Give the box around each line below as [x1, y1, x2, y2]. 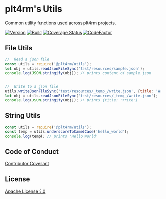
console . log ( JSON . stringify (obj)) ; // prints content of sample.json [5, 71, 152, 76]
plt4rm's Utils [5, 3, 63, 15]
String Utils [5, 111, 41, 120]
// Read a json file [5, 57, 50, 62]
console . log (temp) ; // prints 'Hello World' [5, 134, 98, 139]
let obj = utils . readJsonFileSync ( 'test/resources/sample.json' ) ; [5, 66, 145, 71]
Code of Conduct [5, 148, 59, 156]
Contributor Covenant [5, 161, 49, 166]
